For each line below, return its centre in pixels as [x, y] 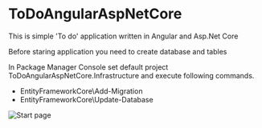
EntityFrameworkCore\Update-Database [87, 99]
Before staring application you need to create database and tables [118, 51]
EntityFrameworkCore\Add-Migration [81, 91]
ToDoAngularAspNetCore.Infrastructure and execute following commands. [131, 75]
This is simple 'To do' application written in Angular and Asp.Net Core [123, 36]
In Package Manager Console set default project [88, 67]
